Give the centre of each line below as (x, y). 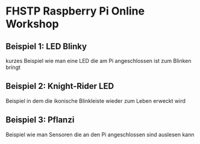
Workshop (32, 24)
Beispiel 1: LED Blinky (46, 46)
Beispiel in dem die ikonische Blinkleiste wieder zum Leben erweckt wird (96, 100)
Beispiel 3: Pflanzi (40, 120)
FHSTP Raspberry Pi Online (75, 11)
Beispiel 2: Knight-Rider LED (60, 86)
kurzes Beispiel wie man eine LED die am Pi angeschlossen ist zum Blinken (98, 61)
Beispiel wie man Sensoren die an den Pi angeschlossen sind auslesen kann (100, 134)
